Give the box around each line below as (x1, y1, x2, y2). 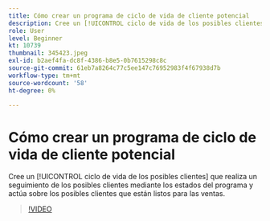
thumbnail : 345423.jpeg (8, 49, 88, 57)
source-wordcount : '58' (8, 79, 88, 87)
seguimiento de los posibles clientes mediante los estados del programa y (8, 180, 254, 190)
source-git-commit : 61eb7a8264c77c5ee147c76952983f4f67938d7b (8, 64, 221, 72)
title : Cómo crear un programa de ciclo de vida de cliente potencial (8, 11, 250, 20)
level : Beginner (8, 34, 63, 43)
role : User (8, 27, 45, 35)
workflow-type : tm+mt (8, 72, 81, 80)
